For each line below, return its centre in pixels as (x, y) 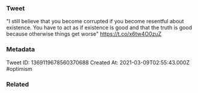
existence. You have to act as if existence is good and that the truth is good (99, 27)
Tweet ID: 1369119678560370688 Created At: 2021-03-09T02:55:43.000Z (98, 62)
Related (18, 84)
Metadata (20, 49)
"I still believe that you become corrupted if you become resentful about (95, 21)
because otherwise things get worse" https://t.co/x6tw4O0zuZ (84, 34)
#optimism (19, 69)
